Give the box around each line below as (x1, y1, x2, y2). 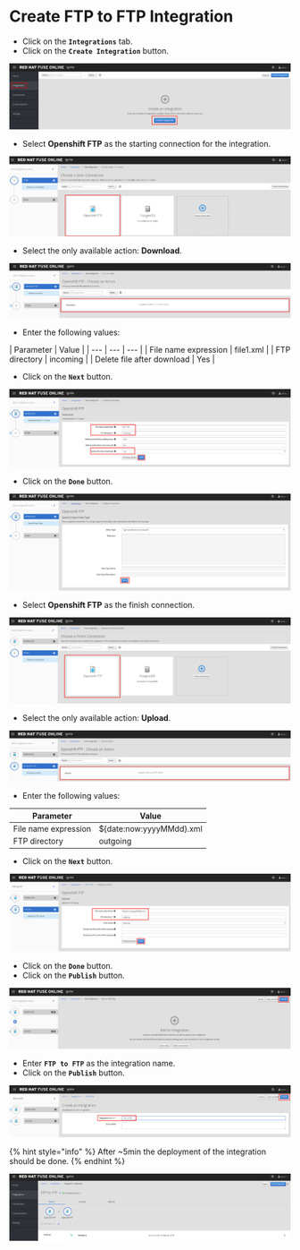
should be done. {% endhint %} (9, 1156, 126, 1167)
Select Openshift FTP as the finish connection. (21, 599, 195, 610)
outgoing (98, 835, 132, 847)
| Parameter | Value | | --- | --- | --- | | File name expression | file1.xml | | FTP (9, 345, 291, 355)
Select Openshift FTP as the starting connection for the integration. (21, 139, 271, 150)
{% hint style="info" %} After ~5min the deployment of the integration (9, 1146, 266, 1157)
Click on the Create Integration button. (21, 45, 170, 56)
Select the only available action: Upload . (21, 713, 171, 723)
